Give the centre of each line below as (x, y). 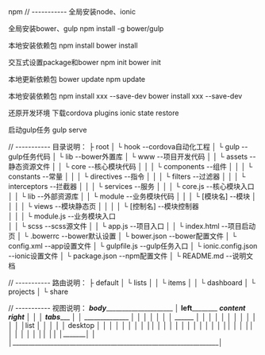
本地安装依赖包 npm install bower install (73, 45)
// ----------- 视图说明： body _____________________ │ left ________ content (127, 308)
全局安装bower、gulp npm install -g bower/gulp (86, 29)
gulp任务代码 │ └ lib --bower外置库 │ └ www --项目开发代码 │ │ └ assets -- (132, 156)
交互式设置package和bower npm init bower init (84, 62)
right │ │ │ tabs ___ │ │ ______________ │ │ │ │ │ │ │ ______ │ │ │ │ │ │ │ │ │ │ (132, 317)
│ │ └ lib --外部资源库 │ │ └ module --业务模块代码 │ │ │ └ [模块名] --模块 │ (132, 196)
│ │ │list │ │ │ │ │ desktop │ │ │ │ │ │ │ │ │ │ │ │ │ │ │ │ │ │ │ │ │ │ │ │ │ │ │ (131, 325)
